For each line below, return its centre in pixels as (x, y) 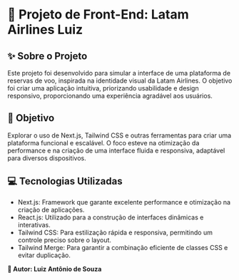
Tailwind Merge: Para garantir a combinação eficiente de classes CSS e (123, 247)
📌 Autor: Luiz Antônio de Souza (55, 269)
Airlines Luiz (45, 30)
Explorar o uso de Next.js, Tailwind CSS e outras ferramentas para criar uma (119, 135)
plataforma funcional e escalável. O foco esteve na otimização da (103, 142)
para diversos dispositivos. (47, 158)
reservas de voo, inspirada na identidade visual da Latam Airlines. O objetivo (120, 81)
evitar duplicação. (44, 255)
